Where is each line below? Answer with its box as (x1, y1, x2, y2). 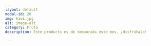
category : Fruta (5, 25, 38, 30)
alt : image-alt (5, 20, 36, 26)
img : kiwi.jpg (5, 16, 34, 21)
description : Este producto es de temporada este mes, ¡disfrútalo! (5, 30, 147, 34)
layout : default (5, 7, 38, 12)
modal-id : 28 (5, 12, 32, 16)
